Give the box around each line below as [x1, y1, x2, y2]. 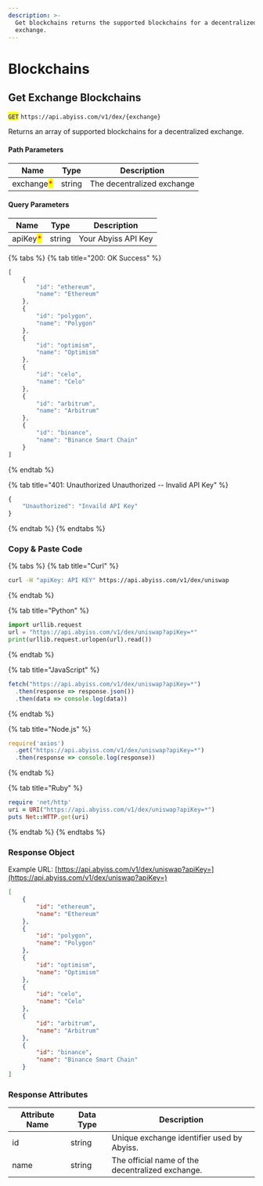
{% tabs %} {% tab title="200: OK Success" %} [8, 253, 162, 263]
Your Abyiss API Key [78, 233, 153, 244]
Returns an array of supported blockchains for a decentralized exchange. [8, 127, 244, 136]
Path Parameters [8, 144, 64, 154]
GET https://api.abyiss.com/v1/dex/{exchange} [8, 113, 161, 122]
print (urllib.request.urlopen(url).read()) [8, 636, 153, 644]
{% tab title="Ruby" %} [8, 784, 84, 793]
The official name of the [111, 1155, 200, 1166]
